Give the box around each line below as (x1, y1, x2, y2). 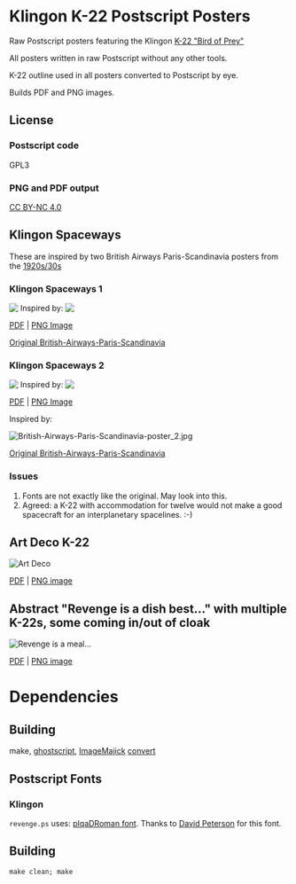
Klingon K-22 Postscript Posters (9, 6, 251, 27)
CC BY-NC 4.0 (9, 201, 62, 212)
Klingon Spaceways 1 (9, 282, 104, 294)
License (9, 113, 54, 128)
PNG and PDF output (9, 182, 99, 194)
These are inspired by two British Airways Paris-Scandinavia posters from (9, 251, 279, 262)
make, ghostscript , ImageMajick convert (9, 746, 156, 756)
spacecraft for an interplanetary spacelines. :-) (21, 509, 193, 520)
